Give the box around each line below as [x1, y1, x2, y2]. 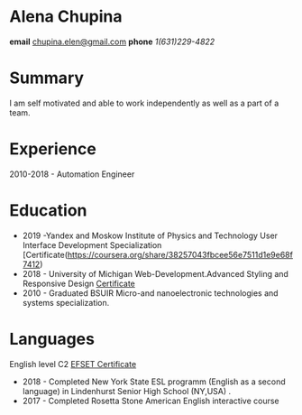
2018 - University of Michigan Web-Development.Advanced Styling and [22, 268, 288, 279]
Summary [9, 68, 84, 88]
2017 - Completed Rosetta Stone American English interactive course [22, 395, 279, 406]
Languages [9, 328, 95, 349]
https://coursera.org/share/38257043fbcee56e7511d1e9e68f [67, 249, 293, 260]
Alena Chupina [9, 6, 123, 27]
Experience [9, 139, 96, 160]
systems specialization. [22, 297, 110, 308]
